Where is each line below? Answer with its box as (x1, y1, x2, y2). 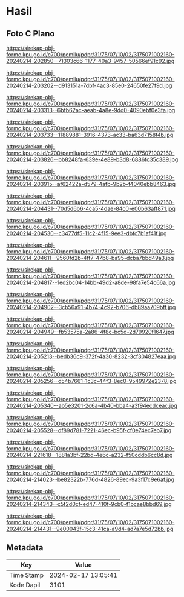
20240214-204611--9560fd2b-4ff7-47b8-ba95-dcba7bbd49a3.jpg (6, 255, 174, 261)
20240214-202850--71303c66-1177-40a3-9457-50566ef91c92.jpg (6, 58, 175, 64)
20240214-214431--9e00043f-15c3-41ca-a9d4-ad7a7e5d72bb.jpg (6, 525, 174, 532)
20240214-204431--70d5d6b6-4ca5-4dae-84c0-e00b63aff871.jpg (6, 205, 176, 212)
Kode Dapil (9, 581, 41, 589)
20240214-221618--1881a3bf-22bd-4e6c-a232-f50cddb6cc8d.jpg (6, 452, 173, 458)
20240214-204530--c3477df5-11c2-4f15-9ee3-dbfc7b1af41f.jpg (6, 230, 167, 237)
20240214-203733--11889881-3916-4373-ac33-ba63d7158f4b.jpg (6, 132, 174, 138)
